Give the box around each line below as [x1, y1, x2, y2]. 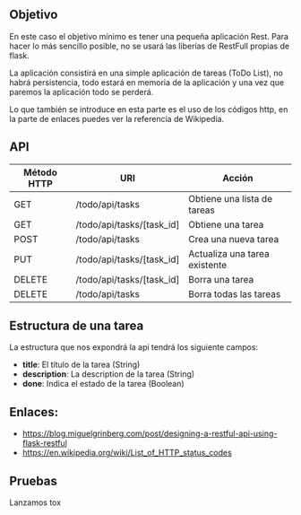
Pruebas [9, 473, 58, 488]
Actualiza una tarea [187, 247, 271, 259]
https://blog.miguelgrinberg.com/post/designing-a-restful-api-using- [21, 428, 278, 439]
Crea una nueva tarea [187, 232, 279, 245]
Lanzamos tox [9, 497, 61, 508]
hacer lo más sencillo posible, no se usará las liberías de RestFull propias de [9, 40, 289, 51]
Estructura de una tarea [9, 319, 144, 334]
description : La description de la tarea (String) [21, 369, 195, 380]
